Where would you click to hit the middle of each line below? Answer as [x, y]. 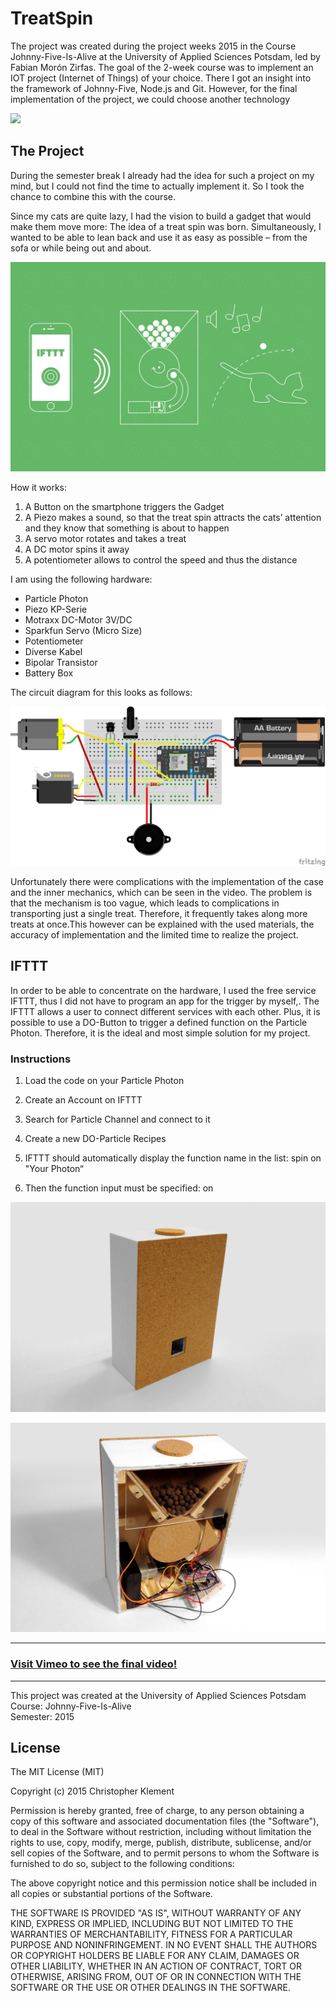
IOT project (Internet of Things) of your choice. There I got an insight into [161, 78]
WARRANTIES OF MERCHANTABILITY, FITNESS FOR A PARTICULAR [151, 1934]
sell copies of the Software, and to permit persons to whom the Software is [165, 1853]
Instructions [41, 1059]
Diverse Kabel [53, 652]
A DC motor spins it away [77, 549]
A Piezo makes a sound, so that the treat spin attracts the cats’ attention [173, 518]
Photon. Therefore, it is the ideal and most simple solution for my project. [160, 1033]
